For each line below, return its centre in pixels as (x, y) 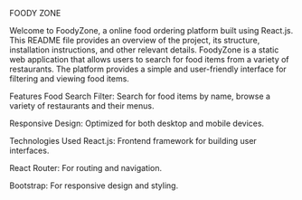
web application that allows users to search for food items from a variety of (149, 59)
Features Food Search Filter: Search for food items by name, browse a (140, 96)
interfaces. (29, 150)
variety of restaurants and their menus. (82, 106)
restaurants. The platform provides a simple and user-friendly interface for (148, 69)
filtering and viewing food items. (69, 79)
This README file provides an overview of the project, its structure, (135, 40)
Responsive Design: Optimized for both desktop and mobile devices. (137, 123)
